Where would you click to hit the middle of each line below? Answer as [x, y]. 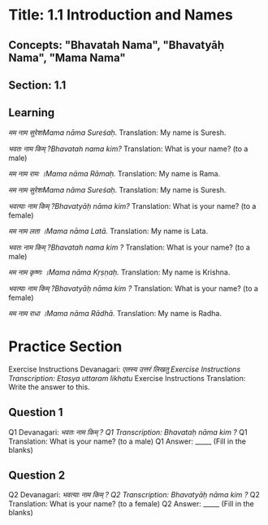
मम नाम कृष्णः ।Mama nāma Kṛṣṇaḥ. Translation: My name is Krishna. [119, 272]
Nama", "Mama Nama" [67, 57]
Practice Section [65, 346]
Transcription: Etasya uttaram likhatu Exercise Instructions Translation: [127, 378]
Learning [32, 113]
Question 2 [37, 475]
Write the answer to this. [50, 387]
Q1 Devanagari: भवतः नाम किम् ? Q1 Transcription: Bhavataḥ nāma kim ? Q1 [128, 432]
